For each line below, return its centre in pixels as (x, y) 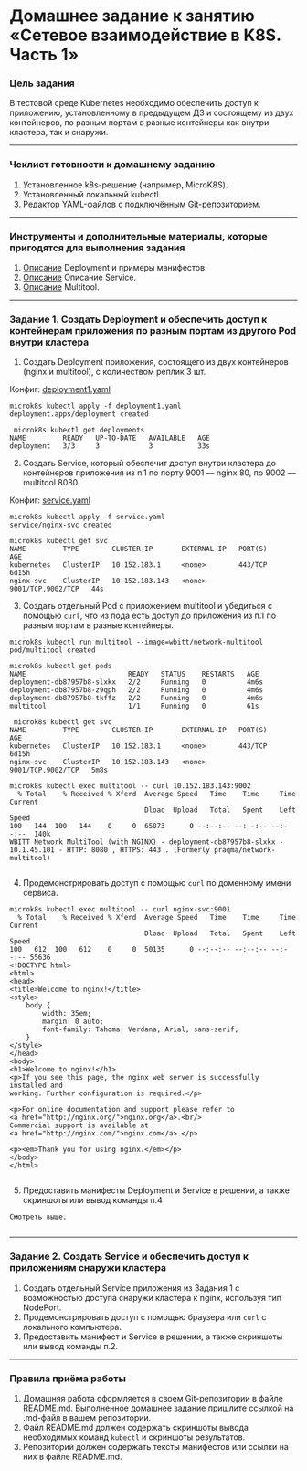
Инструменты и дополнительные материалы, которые (138, 236)
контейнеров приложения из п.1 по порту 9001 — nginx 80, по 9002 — (159, 473)
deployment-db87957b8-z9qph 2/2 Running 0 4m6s (136, 690)
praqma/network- (244, 850)
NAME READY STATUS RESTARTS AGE (134, 674)
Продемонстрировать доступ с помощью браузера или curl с (144, 1316)
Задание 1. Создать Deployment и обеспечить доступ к (138, 319)
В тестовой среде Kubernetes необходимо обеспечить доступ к (134, 103)
